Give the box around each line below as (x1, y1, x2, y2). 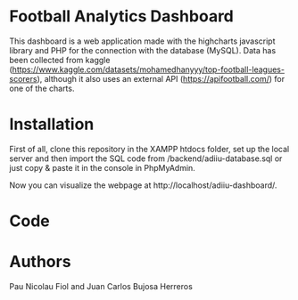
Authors (9, 252, 71, 272)
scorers (9, 73, 37, 84)
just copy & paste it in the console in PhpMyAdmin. (9, 162, 196, 173)
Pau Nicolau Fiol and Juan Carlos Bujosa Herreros (9, 281, 194, 291)
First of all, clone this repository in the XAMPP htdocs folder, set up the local (9, 143, 290, 154)
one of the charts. (9, 83, 75, 93)
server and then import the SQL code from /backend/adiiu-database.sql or (9, 153, 283, 164)
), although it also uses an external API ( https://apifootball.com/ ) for (37, 73, 286, 84)
